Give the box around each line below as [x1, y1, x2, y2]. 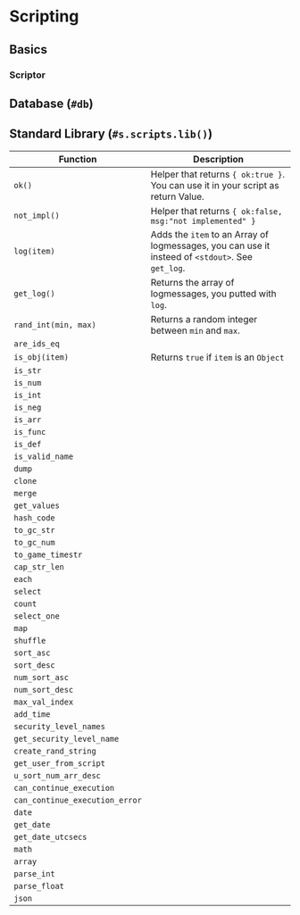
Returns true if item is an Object [150, 351, 285, 363]
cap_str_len [13, 561, 65, 572]
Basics [9, 42, 47, 57]
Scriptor [9, 69, 46, 81]
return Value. [150, 190, 205, 203]
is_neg [13, 402, 42, 412]
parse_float [13, 881, 65, 891]
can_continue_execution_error [13, 794, 143, 805]
